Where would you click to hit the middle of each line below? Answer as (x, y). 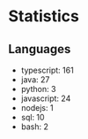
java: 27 (35, 80)
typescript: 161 (47, 70)
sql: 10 (33, 117)
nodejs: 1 (37, 108)
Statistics (44, 16)
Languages (40, 49)
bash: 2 (35, 127)
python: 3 (38, 89)
